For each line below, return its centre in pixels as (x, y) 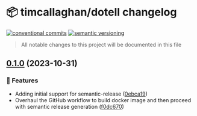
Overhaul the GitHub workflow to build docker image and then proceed (103, 100)
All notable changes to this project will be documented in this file (101, 44)
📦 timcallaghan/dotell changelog (92, 12)
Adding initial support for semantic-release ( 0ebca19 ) (81, 94)
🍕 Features (22, 81)
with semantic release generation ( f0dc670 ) (70, 106)
